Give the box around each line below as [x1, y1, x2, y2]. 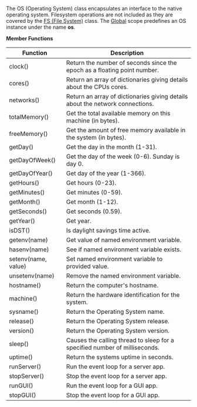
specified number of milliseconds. [66, 344, 160, 351]
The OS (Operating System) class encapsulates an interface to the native [6, 5, 182, 12]
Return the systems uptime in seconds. [66, 353, 174, 361]
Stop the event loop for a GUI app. [66, 391, 160, 399]
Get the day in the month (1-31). [66, 143, 157, 151]
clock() [9, 63, 29, 70]
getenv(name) [9, 236, 49, 244]
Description [110, 49, 144, 57]
